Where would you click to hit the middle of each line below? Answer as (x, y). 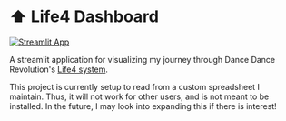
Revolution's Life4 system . (59, 69)
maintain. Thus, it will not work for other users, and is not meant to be (139, 96)
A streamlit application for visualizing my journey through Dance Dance (143, 59)
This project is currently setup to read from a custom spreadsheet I (135, 86)
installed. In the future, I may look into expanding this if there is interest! (143, 106)
